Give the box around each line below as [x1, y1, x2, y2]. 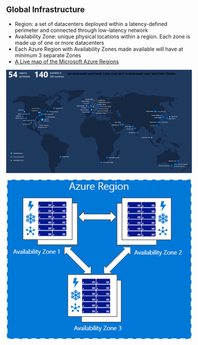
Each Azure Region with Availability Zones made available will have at [14, 45, 184, 52]
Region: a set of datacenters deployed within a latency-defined [14, 20, 168, 27]
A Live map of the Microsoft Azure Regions [14, 58, 119, 65]
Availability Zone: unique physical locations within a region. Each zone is [14, 32, 190, 40]
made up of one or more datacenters [14, 39, 104, 46]
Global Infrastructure [6, 5, 85, 15]
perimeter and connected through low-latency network [14, 27, 148, 34]
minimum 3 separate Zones [14, 51, 81, 58]
